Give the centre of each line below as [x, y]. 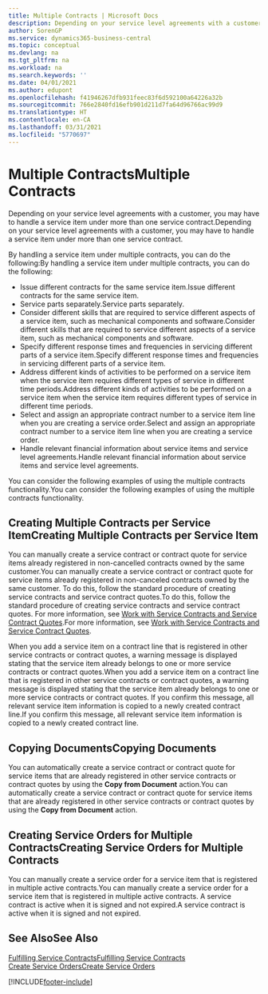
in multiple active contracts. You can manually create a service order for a [128, 888]
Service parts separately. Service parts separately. [102, 304]
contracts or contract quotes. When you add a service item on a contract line [134, 672]
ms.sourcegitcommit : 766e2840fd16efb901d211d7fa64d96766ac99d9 [116, 105]
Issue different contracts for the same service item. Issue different [127, 287]
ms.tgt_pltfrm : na [39, 61]
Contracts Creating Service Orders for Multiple [126, 847]
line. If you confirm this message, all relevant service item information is [125, 715]
